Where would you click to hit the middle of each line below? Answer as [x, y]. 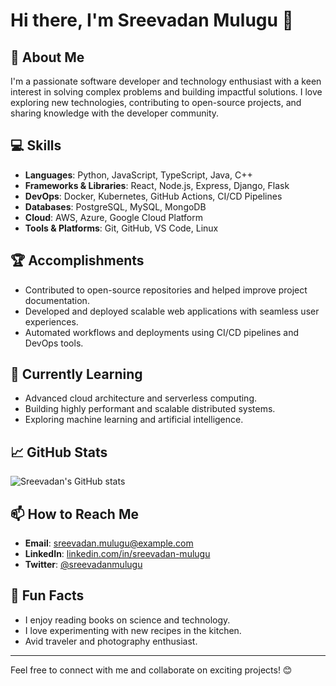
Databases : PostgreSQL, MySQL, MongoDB [115, 206]
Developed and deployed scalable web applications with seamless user [172, 311]
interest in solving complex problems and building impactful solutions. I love [166, 92]
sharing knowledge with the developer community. [115, 113]
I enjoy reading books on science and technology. [127, 620]
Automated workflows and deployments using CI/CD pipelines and [161, 332]
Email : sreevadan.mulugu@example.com [109, 543]
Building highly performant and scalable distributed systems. [150, 409]
